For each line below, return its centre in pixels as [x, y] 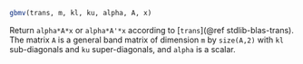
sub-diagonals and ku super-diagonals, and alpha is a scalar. [122, 49]
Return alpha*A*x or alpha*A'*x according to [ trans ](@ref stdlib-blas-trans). [152, 30]
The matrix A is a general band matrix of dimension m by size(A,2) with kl [147, 40]
